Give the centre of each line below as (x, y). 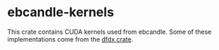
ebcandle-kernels (61, 12)
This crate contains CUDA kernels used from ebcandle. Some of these (109, 32)
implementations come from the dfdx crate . (70, 39)
